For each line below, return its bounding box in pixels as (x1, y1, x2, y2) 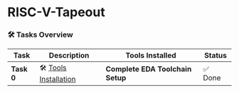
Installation (39, 75, 76, 85)
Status (203, 51, 228, 61)
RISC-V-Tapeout (7, 4, 105, 20)
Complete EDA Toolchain (105, 64, 192, 74)
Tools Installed (125, 51, 176, 61)
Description (48, 51, 90, 61)
